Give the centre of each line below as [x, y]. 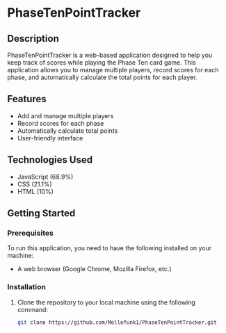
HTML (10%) [35, 191]
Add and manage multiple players [65, 115]
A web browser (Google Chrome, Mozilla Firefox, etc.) [94, 269]
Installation [27, 287]
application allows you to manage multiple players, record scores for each [113, 70]
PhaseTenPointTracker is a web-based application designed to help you [110, 55]
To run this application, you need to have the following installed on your [110, 248]
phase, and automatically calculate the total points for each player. [102, 77]
